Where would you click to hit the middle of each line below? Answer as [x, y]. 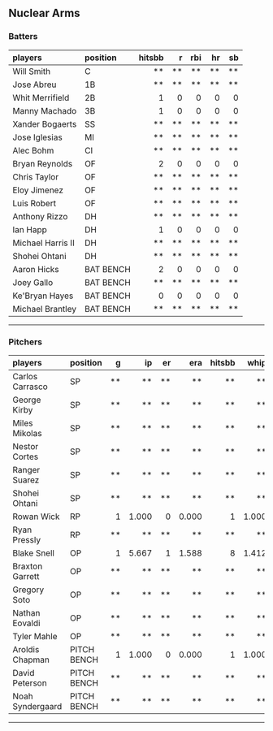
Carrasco [30, 387]
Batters [23, 37]
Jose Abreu [35, 84]
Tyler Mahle [35, 636]
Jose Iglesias [37, 137]
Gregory [28, 590]
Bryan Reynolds [43, 163]
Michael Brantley [45, 309]
